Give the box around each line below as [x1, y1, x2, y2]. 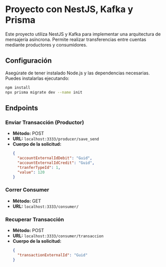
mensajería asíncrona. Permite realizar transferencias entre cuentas [5, 36, 147, 42]
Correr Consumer [5, 186, 50, 193]
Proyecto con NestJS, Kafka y [5, 4, 133, 15]
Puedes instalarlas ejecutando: [5, 75, 70, 81]
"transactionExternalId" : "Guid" [17, 252, 88, 257]
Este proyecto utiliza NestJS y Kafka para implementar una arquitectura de [5, 31, 161, 37]
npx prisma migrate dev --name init [5, 90, 82, 95]
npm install [5, 85, 30, 90]
